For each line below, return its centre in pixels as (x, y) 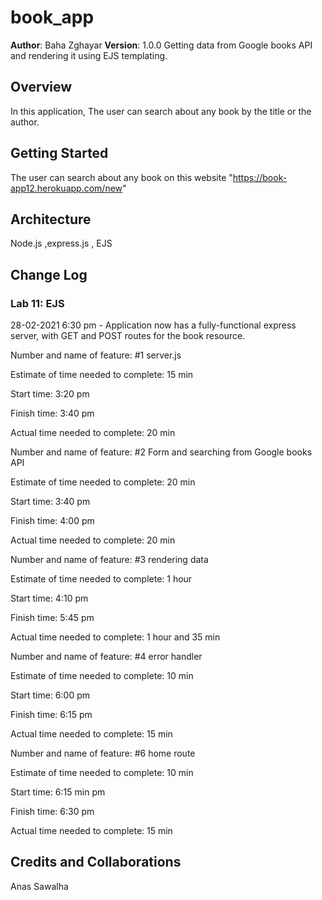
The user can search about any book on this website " (121, 177)
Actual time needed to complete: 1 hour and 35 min (115, 637)
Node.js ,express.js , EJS (61, 243)
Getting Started (59, 153)
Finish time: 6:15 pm (51, 715)
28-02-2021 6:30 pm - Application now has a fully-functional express (153, 325)
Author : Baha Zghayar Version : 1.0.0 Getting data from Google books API (161, 45)
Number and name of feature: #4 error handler (106, 657)
